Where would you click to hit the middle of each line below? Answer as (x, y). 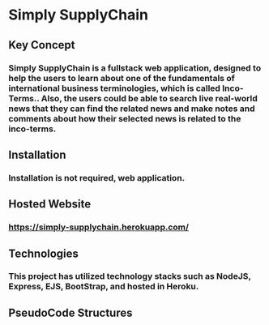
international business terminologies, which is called (115, 88)
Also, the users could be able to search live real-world (149, 98)
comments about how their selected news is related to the (125, 118)
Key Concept (42, 45)
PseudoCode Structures (70, 312)
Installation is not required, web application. (97, 177)
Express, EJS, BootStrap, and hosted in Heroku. (104, 287)
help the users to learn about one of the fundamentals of (122, 78)
